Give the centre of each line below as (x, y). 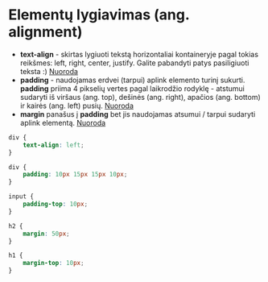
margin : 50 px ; (46, 234)
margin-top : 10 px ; (54, 263)
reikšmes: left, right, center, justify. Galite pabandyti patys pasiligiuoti (134, 63)
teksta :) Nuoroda (49, 71)
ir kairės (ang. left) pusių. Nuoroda (77, 106)
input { (21, 197)
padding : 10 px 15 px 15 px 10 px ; (75, 175)
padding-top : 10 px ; (56, 204)
